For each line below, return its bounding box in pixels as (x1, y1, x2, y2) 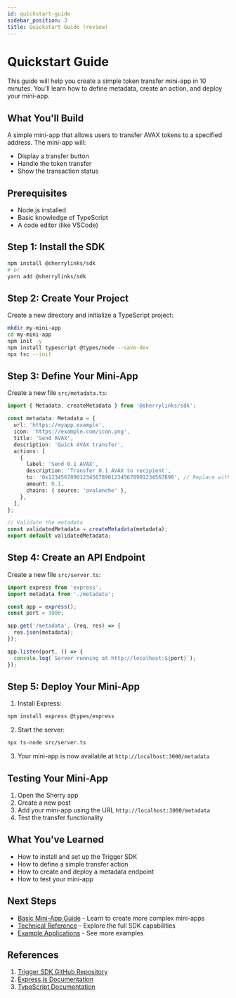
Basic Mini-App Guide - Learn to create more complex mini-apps (17, 914, 205, 922)
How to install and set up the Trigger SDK (17, 852, 138, 861)
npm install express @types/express (7, 713, 114, 720)
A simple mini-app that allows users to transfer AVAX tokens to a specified (7, 131, 223, 139)
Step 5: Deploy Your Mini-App (7, 680, 140, 692)
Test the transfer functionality (17, 813, 104, 822)
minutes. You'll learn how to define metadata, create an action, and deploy (7, 84, 223, 93)
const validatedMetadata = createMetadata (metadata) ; (7, 526, 169, 533)
